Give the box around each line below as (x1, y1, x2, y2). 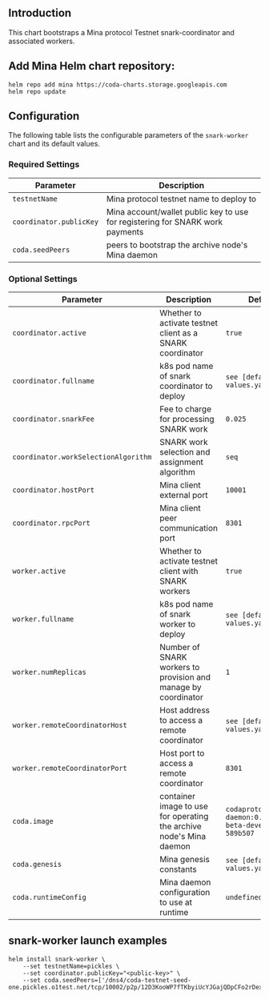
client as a (159, 327, 199, 339)
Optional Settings (8, 273, 78, 284)
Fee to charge (159, 403, 212, 415)
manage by (159, 682, 202, 693)
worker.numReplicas (12, 668, 86, 677)
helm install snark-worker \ (8, 955, 106, 963)
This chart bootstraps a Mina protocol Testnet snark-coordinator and (8, 27, 235, 37)
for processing (159, 414, 215, 425)
